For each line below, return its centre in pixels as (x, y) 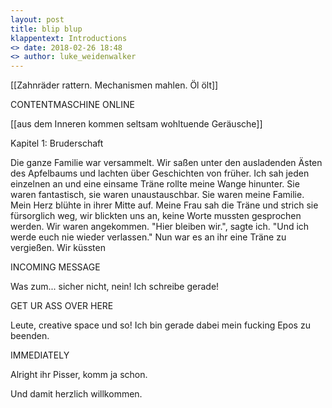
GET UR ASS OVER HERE (62, 306)
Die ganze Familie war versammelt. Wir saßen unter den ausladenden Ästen (166, 163)
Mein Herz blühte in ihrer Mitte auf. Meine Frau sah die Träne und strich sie (164, 205)
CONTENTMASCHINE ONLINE (72, 105)
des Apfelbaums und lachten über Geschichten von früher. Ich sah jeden (160, 173)
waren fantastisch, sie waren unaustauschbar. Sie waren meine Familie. (157, 195)
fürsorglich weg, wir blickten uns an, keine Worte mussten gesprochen (156, 216)
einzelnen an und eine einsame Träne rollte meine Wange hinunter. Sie (155, 184)
